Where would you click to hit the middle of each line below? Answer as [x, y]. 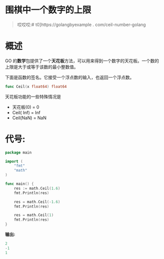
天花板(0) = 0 [26, 107]
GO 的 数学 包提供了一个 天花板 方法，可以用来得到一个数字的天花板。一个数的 [82, 61]
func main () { [20, 184]
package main [18, 153]
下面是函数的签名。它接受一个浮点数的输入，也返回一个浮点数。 [69, 77]
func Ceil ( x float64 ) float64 [36, 86]
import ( [14, 161]
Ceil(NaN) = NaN [29, 118]
